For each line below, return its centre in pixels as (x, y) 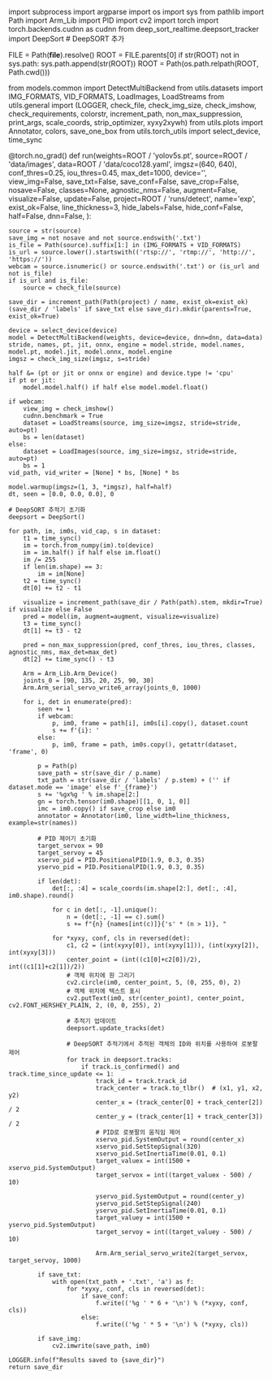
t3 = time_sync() (52, 624)
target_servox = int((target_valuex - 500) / (174, 1175)
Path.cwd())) (29, 72)
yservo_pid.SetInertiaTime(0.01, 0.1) (161, 1211)
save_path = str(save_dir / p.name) (99, 773)
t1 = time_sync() (52, 538)
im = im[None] (61, 574)
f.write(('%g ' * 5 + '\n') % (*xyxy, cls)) (172, 1325)
